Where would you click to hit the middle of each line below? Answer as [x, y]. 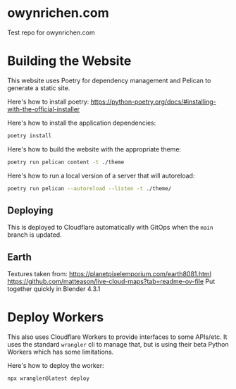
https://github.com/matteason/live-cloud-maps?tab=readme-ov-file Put [111, 282]
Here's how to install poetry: [48, 101]
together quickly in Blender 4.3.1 [54, 289]
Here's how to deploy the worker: [56, 366]
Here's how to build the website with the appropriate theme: [94, 149]
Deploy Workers [56, 317]
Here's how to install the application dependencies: [82, 123]
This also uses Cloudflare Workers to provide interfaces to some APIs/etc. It [117, 337]
